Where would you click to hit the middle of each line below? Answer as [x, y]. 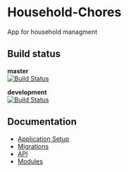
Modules [30, 161]
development [27, 92]
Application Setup [43, 139]
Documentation [42, 122]
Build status [34, 54]
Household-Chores [64, 12]
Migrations [33, 146]
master [18, 70]
